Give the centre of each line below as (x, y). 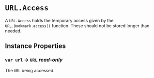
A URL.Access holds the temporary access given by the (59, 20)
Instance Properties (36, 46)
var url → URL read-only (34, 60)
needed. (13, 31)
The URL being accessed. (30, 70)
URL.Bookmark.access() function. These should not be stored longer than (77, 26)
